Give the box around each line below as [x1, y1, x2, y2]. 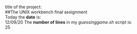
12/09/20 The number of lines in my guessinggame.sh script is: [5, 19, 132, 25]
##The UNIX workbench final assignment [5, 9, 88, 15]
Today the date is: [5, 14, 41, 20]
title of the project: [5, 4, 42, 10]
